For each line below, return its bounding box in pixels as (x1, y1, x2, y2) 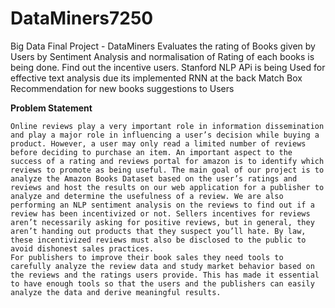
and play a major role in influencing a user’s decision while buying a (10, 130, 320, 140)
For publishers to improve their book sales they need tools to (10, 252, 284, 262)
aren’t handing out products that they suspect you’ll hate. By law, (10, 226, 307, 236)
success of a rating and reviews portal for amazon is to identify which (10, 156, 325, 166)
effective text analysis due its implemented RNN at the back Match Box (10, 72, 303, 84)
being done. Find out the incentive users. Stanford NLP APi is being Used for (10, 61, 326, 73)
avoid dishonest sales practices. (10, 243, 155, 254)
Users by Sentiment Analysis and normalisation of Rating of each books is (10, 50, 315, 62)
